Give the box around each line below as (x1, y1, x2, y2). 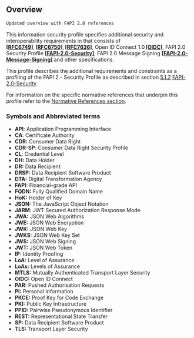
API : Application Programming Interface (14, 125, 112, 132)
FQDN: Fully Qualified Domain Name (14, 188, 103, 195)
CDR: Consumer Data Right (14, 138, 81, 145)
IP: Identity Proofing (14, 250, 63, 257)
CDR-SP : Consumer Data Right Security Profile (14, 144, 128, 151)
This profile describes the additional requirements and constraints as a (6, 67, 178, 74)
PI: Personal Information (14, 287, 73, 295)
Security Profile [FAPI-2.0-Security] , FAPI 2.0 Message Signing (6, 49, 160, 56)
